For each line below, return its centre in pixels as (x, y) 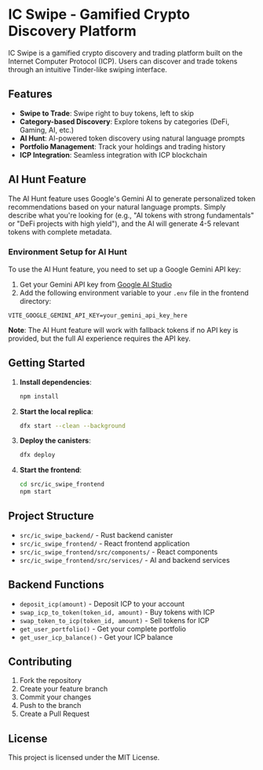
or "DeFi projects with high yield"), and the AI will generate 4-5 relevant (124, 223)
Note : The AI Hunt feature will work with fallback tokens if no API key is (123, 330)
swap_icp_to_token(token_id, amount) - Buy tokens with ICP (117, 612)
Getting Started (47, 363)
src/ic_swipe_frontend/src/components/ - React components (119, 552)
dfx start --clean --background (72, 425)
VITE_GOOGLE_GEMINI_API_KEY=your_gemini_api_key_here (98, 316)
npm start (36, 492)
